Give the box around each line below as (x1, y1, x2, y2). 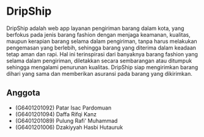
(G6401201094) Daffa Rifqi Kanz (15, 110, 97, 117)
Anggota (6, 87, 41, 98)
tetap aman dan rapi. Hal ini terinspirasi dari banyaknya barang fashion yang (6, 50, 199, 57)
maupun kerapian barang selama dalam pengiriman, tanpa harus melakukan (6, 37, 197, 45)
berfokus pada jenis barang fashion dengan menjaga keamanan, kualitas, (6, 31, 191, 38)
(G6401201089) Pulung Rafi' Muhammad (15, 117, 118, 124)
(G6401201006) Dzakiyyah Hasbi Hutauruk (15, 124, 123, 131)
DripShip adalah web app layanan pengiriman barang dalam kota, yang (6, 24, 184, 32)
